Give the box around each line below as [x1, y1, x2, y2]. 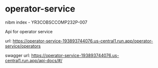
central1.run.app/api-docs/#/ [5, 57, 63, 63]
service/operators [5, 43, 41, 49]
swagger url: [5, 52, 31, 58]
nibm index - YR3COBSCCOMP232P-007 [5, 19, 88, 25]
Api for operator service [5, 28, 53, 34]
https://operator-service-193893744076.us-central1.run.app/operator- [13, 38, 154, 44]
